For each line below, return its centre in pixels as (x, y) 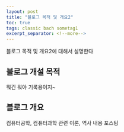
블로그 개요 (25, 107)
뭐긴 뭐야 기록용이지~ (31, 87)
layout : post (22, 12)
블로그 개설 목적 (33, 72)
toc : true (18, 22)
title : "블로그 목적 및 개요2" (40, 17)
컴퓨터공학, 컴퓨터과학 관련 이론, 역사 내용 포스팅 (62, 123)
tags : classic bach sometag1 (42, 28)
